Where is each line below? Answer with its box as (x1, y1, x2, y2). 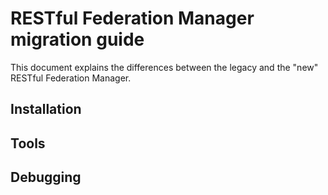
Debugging (10, 169, 82, 186)
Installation (10, 101, 82, 118)
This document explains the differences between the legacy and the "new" (10, 61, 319, 73)
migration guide (10, 28, 145, 51)
